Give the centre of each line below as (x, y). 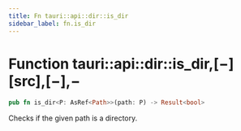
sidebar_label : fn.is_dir (52, 24)
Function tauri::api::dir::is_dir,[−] (121, 64)
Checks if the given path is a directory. (73, 118)
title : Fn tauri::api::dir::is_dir (69, 16)
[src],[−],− (45, 81)
